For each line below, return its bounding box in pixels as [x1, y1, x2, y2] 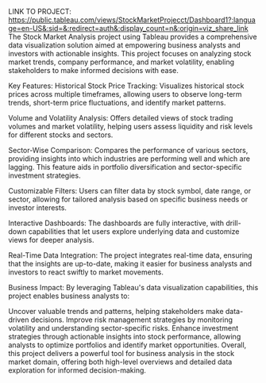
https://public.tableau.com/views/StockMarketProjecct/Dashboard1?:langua [8, 15, 256, 25]
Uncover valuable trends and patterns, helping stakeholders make [8, 307, 224, 316]
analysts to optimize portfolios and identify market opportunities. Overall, [8, 340, 247, 350]
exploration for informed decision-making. [8, 366, 147, 375]
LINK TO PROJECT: [8, 7, 71, 16]
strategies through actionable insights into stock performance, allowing [8, 332, 241, 341]
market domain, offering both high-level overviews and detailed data [8, 357, 233, 366]
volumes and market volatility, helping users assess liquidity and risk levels [8, 122, 253, 131]
